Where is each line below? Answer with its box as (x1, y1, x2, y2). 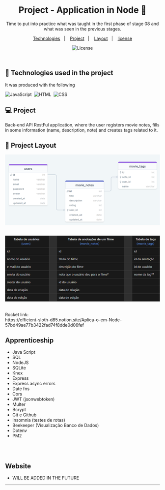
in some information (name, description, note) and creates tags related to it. (5, 127, 158, 133)
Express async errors (12, 381, 55, 387)
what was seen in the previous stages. (43, 26, 122, 31)
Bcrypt (12, 407, 26, 413)
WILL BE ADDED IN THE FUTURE (12, 475, 80, 481)
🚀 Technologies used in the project (5, 69, 113, 77)
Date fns (12, 386, 30, 392)
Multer (12, 401, 26, 407)
